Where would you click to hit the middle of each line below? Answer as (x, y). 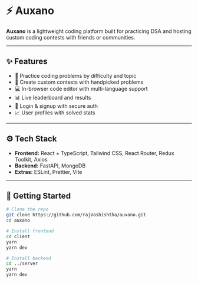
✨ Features (27, 62)
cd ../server (22, 264)
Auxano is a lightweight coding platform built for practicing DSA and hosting (99, 31)
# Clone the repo (27, 209)
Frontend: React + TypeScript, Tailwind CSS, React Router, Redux (95, 153)
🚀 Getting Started (39, 195)
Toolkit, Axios (31, 159)
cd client (18, 236)
